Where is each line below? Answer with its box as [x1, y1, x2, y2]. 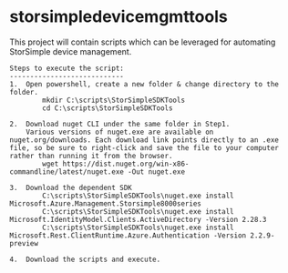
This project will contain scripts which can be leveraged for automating [9, 36, 276, 47]
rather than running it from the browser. [9, 151, 173, 160]
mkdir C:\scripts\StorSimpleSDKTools [42, 96, 185, 105]
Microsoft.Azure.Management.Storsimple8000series [9, 198, 202, 208]
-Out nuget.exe [127, 167, 185, 177]
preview [9, 238, 39, 248]
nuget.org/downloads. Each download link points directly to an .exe [9, 135, 280, 145]
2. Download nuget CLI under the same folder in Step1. [9, 119, 231, 128]
